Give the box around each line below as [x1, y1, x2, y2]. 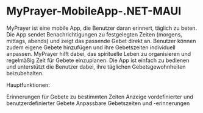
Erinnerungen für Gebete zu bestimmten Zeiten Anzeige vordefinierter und [6, 93, 194, 100]
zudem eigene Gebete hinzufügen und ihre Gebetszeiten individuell [6, 44, 176, 51]
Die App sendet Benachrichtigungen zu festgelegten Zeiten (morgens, [6, 30, 183, 38]
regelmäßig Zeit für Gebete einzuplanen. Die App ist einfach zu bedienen [6, 56, 190, 64]
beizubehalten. [6, 69, 44, 77]
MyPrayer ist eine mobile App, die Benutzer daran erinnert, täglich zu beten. [6, 24, 198, 32]
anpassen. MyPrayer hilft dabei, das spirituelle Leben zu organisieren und [6, 50, 191, 57]
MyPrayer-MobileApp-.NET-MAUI [6, 4, 182, 18]
